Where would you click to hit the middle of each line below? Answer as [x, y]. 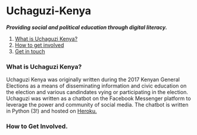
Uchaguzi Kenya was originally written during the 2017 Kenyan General [93, 80]
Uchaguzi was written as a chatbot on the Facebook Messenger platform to [99, 98]
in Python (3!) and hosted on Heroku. [51, 111]
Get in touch [30, 51]
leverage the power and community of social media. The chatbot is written [97, 105]
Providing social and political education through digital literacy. [87, 27]
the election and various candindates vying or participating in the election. [97, 92]
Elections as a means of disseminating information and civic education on [96, 86]
